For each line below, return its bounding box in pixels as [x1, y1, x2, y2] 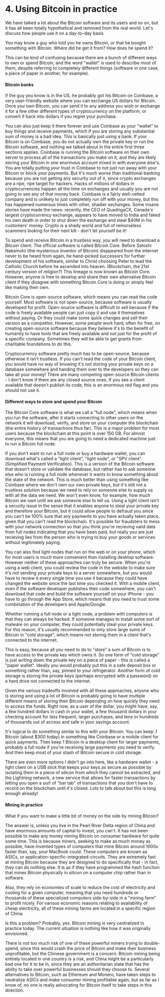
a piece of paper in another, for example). [5, 70, 90, 76]
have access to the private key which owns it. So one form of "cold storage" [5, 652, 160, 658]
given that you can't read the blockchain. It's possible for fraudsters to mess [5, 518, 160, 524]
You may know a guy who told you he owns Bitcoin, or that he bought [5, 39, 146, 45]
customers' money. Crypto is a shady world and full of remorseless [5, 223, 141, 229]
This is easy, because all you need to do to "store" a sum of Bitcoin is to [5, 647, 151, 653]
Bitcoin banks [5, 81, 34, 87]
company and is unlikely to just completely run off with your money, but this [5, 196, 159, 203]
